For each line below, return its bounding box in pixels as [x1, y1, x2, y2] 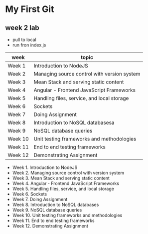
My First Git [5, 3, 54, 15]
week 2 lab [5, 23, 40, 32]
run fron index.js [12, 42, 46, 48]
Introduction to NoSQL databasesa [33, 119, 115, 126]
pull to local [12, 36, 36, 42]
